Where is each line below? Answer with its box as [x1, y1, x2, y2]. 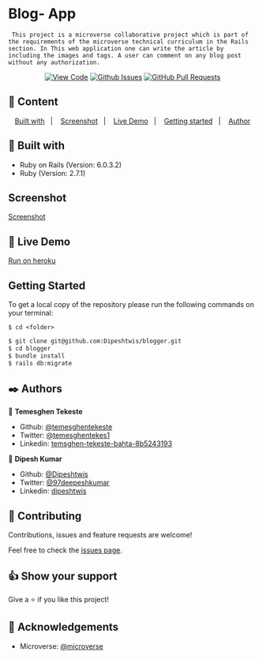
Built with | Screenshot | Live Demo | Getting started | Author [14, 116, 251, 125]
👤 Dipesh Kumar [8, 455, 62, 464]
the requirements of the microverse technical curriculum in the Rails [8, 37, 249, 46]
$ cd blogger [8, 344, 51, 352]
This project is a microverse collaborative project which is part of [11, 31, 249, 39]
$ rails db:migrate [8, 359, 73, 367]
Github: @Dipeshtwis [19, 470, 88, 479]
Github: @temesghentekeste [19, 422, 113, 432]
